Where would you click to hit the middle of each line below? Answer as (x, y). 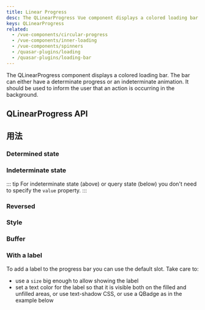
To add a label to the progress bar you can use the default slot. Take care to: (102, 269)
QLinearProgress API (47, 114)
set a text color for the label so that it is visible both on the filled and (101, 287)
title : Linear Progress (37, 12)
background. (22, 94)
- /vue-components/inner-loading (54, 40)
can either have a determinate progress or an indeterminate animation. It (98, 81)
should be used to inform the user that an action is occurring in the (91, 88)
